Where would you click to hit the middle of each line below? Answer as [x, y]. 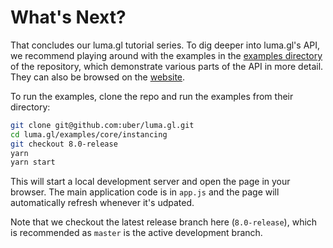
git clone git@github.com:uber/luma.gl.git [102, 125]
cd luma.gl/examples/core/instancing [89, 134]
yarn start [33, 162]
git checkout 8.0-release [64, 144]
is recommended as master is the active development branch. [136, 233]
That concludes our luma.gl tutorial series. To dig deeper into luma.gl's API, [165, 45]
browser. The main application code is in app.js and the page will [145, 192]
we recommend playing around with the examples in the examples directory [166, 55]
